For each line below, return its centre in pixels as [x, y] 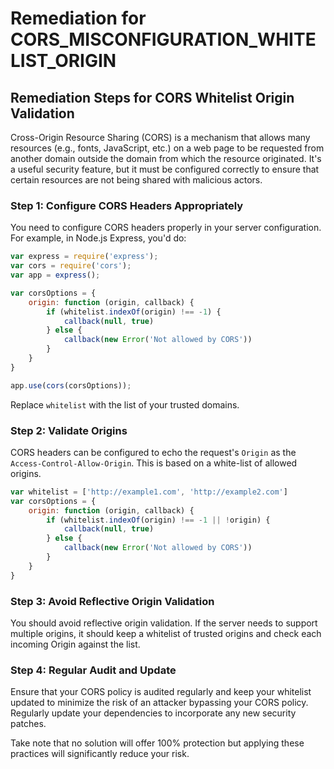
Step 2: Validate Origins [69, 430]
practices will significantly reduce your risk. [100, 754]
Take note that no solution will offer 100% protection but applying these [157, 743]
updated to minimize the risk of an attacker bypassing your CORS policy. [159, 703]
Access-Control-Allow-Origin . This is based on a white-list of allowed [154, 463]
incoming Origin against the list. [75, 644]
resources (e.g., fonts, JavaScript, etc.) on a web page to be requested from [167, 148]
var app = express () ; [55, 275]
